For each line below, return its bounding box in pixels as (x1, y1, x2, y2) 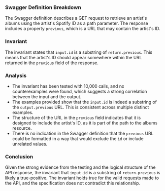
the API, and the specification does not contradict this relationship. (5, 180, 140, 186)
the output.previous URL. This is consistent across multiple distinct (12, 104, 149, 110)
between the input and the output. (12, 93, 82, 100)
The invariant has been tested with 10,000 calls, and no (12, 83, 125, 89)
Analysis (5, 72, 27, 79)
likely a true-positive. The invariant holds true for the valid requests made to (5, 175, 159, 181)
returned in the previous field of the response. (5, 60, 99, 66)
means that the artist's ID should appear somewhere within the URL (5, 54, 142, 60)
